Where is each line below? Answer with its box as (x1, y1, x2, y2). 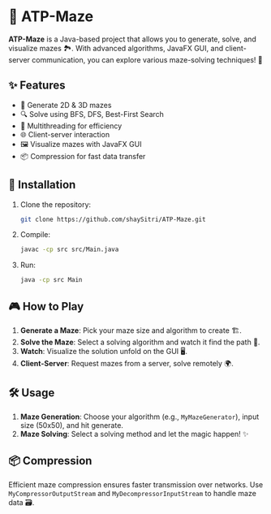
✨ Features (8, 79, 66, 93)
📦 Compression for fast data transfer (19, 151, 146, 161)
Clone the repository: (19, 199, 92, 209)
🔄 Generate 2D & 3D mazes (19, 100, 112, 110)
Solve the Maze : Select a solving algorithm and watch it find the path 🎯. (19, 337, 260, 347)
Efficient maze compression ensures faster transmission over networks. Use (8, 479, 264, 490)
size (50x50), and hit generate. (19, 420, 124, 430)
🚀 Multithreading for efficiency (19, 121, 123, 131)
